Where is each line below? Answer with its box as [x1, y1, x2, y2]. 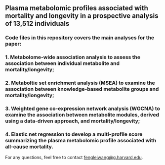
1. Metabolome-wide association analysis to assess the [5, 54, 141, 61]
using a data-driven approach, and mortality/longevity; [5, 117, 140, 124]
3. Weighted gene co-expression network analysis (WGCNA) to [5, 105, 161, 112]
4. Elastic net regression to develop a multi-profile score [5, 131, 143, 138]
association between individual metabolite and [5, 60, 120, 67]
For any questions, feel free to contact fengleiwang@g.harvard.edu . [5, 155, 143, 161]
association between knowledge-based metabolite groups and [5, 86, 159, 93]
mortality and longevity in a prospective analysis [5, 12, 159, 20]
